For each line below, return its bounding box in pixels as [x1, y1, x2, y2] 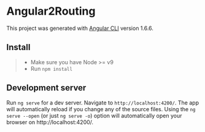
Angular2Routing [6, 4, 96, 18]
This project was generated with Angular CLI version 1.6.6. [6, 24, 153, 32]
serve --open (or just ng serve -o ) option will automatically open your [6, 112, 182, 119]
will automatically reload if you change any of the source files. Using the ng [6, 105, 196, 112]
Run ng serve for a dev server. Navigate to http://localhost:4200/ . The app [6, 99, 199, 106]
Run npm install [30, 65, 72, 72]
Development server [6, 82, 87, 93]
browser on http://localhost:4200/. [6, 118, 94, 126]
